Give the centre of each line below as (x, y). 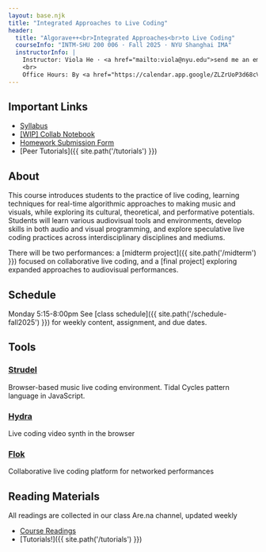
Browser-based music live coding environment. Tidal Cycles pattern (119, 387)
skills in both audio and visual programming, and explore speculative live (127, 229)
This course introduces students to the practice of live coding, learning (124, 195)
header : (21, 30)
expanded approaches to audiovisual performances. (93, 270)
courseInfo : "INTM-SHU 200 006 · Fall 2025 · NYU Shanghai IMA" (123, 45)
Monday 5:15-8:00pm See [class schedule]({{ (82, 314)
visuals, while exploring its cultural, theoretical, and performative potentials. (131, 212)
